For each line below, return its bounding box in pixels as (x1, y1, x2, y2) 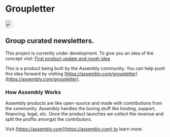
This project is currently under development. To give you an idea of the (5, 50, 154, 56)
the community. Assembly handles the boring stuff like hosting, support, (5, 106, 156, 112)
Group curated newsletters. (5, 36, 94, 45)
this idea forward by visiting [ (5, 70, 66, 76)
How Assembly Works (5, 88, 61, 96)
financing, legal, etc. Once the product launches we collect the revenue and (5, 111, 164, 117)
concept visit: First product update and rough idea (5, 55, 110, 61)
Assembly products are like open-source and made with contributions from (5, 100, 162, 106)
